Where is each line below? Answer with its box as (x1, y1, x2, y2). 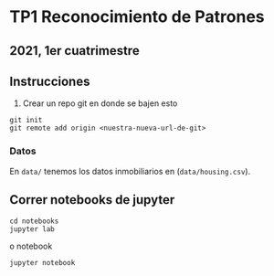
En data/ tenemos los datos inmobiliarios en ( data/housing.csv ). (9, 165, 251, 176)
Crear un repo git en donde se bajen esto (22, 98, 178, 109)
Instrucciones (9, 73, 90, 89)
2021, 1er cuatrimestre (9, 43, 140, 58)
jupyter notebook (9, 258, 76, 267)
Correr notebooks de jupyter (9, 192, 175, 207)
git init (9, 116, 43, 125)
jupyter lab (9, 224, 55, 234)
